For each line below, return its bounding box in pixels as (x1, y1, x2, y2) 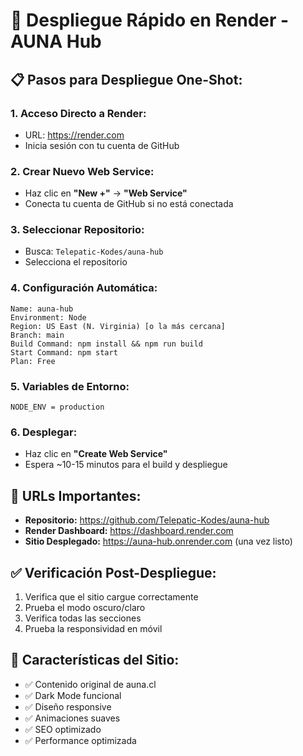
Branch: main (10, 330, 65, 340)
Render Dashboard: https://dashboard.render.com (24, 525, 234, 537)
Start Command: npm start (10, 347, 118, 358)
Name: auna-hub (10, 304, 74, 314)
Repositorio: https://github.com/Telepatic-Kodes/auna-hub (24, 514, 270, 526)
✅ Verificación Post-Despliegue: (10, 564, 217, 581)
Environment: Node (10, 312, 87, 323)
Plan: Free (10, 356, 56, 366)
